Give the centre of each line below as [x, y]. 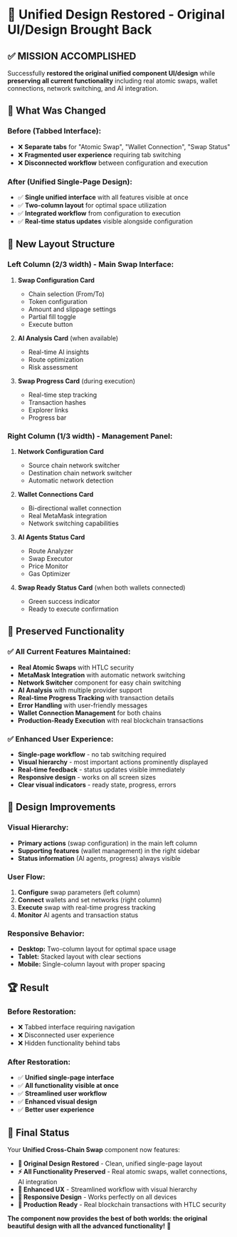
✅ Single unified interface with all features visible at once [103, 197]
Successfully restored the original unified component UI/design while [111, 73]
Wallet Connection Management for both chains [89, 712]
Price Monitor [48, 566]
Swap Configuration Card [56, 280]
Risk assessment [53, 367]
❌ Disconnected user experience [66, 1035]
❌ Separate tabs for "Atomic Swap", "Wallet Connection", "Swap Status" [124, 146]
